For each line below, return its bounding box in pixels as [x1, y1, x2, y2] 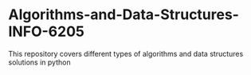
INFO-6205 [8, 22, 85, 41]
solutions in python [8, 57, 71, 67]
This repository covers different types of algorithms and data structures [8, 49, 244, 58]
